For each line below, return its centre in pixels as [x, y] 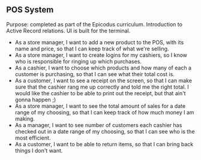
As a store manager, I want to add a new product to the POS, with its [99, 42]
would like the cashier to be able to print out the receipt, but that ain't [100, 93]
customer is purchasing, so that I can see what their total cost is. [95, 74]
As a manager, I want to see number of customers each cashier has [98, 125]
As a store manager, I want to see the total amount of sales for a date [100, 106]
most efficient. [33, 138]
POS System [30, 10]
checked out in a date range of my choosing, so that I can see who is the [105, 131]
